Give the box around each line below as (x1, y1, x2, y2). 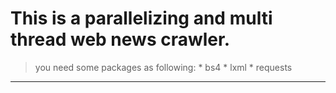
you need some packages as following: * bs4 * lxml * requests (34, 61, 293, 73)
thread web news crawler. (10, 28, 231, 51)
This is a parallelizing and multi (10, 7, 273, 30)
